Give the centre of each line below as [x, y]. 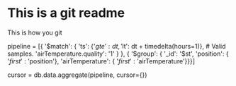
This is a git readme [66, 13]
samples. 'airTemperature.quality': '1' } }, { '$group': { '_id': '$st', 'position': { [118, 54]
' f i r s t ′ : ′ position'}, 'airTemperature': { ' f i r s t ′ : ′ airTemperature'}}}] [101, 61]
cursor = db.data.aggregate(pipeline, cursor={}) [77, 75]
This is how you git [35, 32]
